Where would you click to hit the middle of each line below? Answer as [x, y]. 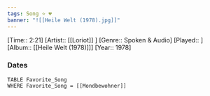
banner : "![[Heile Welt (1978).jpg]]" [64, 20]
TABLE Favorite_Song [37, 80]
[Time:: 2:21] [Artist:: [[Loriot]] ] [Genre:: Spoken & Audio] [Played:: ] [105, 40]
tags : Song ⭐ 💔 [30, 14]
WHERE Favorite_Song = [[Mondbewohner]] [67, 86]
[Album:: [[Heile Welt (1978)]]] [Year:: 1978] [69, 47]
